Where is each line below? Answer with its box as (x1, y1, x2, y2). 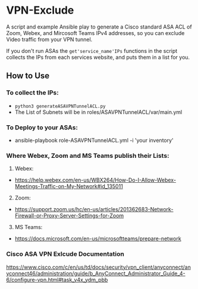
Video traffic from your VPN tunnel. (6, 36, 93, 43)
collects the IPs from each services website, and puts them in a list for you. (6, 53, 190, 61)
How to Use (6, 71, 50, 81)
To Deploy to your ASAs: (6, 123, 78, 131)
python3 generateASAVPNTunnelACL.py (14, 103, 106, 109)
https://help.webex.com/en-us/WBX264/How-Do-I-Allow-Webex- (14, 176, 177, 184)
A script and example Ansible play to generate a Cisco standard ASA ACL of (6, 23, 192, 30)
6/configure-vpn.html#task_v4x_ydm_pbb (6, 276, 108, 283)
